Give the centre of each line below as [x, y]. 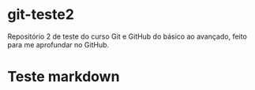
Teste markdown [64, 77]
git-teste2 [41, 15]
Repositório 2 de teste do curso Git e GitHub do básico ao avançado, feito [127, 36]
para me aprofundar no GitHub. [58, 44]
